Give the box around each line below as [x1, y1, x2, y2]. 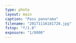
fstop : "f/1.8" [5, 26, 37, 31]
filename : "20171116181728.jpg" [5, 21, 72, 26]
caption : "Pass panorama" [5, 16, 58, 21]
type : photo [5, 7, 30, 12]
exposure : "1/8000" [5, 30, 45, 35]
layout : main [5, 12, 32, 17]
